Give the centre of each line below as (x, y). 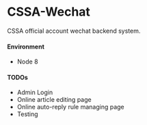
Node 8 (28, 61)
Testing (28, 114)
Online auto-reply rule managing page (70, 107)
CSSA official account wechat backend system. (74, 31)
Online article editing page (54, 100)
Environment (26, 46)
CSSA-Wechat (49, 12)
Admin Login (35, 92)
